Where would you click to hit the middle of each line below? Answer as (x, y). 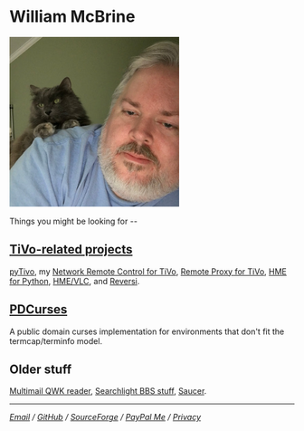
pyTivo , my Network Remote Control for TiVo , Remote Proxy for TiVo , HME (148, 271)
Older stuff (41, 369)
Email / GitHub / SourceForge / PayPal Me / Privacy (105, 417)
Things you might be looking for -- (74, 221)
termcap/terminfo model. (56, 340)
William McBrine (72, 17)
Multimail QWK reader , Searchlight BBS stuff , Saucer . (108, 391)
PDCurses (38, 310)
